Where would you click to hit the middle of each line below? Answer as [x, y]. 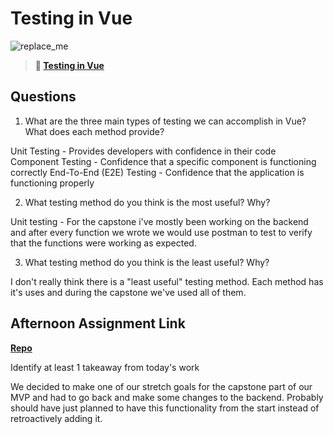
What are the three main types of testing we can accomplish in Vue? [165, 121]
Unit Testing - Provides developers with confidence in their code [143, 151]
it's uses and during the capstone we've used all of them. [128, 292]
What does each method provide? [94, 131]
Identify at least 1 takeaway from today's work [105, 367]
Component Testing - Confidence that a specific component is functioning [163, 161]
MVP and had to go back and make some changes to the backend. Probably [167, 397]
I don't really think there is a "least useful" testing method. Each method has [167, 281]
